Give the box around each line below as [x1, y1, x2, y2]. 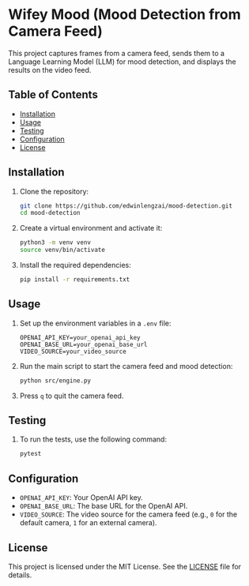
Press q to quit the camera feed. [19, 391, 124, 400]
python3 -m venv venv [19, 239, 92, 246]
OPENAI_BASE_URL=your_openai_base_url [19, 340, 148, 348]
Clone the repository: [19, 186, 89, 196]
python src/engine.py [19, 377, 91, 385]
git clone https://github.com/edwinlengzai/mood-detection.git [19, 201, 233, 210]
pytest [19, 450, 42, 458]
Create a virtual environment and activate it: [19, 224, 163, 233]
